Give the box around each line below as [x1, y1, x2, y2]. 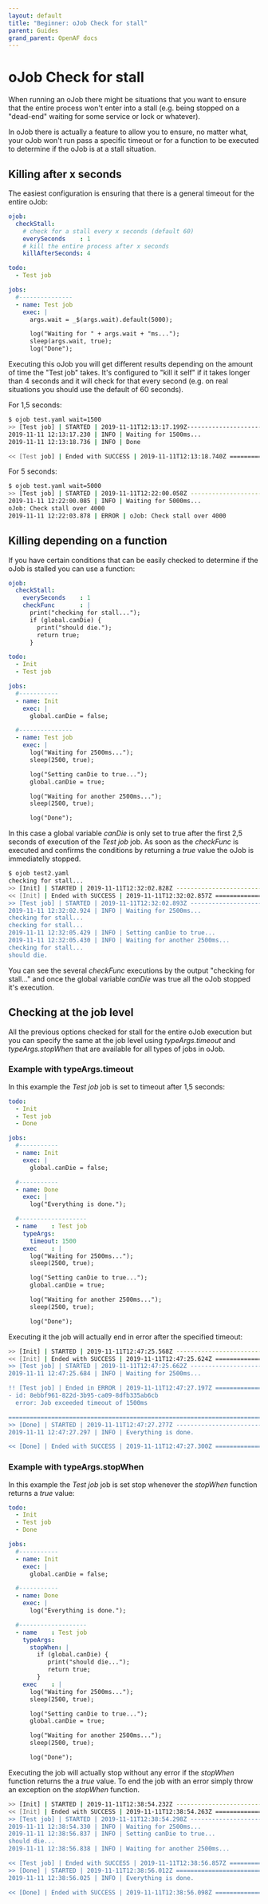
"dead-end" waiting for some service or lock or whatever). [8, 112, 201, 121]
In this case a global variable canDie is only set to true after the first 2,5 [8, 828, 243, 839]
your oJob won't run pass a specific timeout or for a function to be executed [8, 136, 259, 145]
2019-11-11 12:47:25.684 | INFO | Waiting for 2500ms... [8, 1370, 202, 1378]
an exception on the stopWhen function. [8, 1784, 140, 1794]
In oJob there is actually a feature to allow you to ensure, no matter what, [8, 127, 249, 137]
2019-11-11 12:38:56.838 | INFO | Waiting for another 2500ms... [8, 1845, 230, 1853]
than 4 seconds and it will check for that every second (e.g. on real [8, 376, 229, 386]
